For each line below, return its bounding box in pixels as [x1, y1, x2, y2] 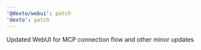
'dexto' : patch [6, 16, 50, 23]
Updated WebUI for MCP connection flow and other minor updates [6, 35, 194, 43]
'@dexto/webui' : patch [6, 10, 71, 17]
